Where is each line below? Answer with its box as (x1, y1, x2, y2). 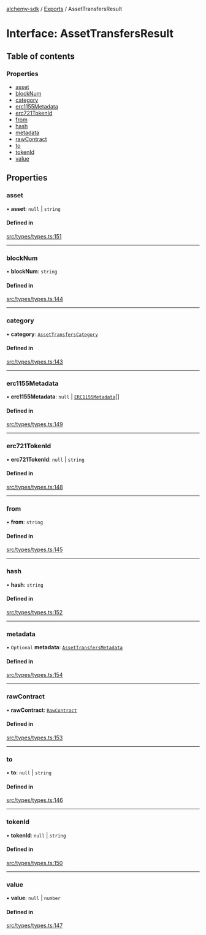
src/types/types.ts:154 (6, 671, 63, 679)
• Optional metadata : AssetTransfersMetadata (6, 644, 123, 651)
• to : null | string (6, 769, 52, 776)
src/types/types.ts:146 (6, 796, 63, 804)
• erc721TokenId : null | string (6, 456, 85, 463)
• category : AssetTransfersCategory (6, 330, 98, 338)
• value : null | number (6, 895, 61, 902)
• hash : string (6, 581, 44, 588)
